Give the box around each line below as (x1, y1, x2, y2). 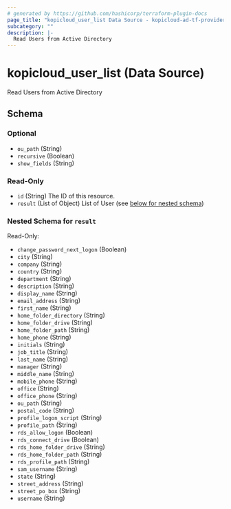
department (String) (16, 275, 71, 283)
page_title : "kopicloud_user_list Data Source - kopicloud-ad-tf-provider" (7, 17, 229, 23)
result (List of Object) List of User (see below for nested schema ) (16, 199, 204, 207)
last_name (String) (16, 355, 69, 364)
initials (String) (16, 340, 65, 349)
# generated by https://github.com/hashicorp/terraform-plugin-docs (7, 10, 208, 17)
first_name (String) (16, 304, 71, 312)
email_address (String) (16, 297, 81, 305)
